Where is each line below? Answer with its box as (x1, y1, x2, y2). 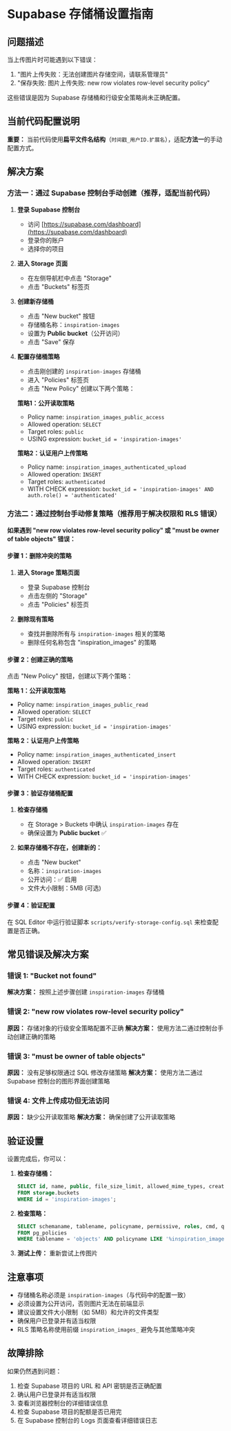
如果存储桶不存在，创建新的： (17, 843, 102, 852)
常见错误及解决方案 (7, 949, 89, 960)
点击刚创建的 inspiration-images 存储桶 (27, 367, 141, 375)
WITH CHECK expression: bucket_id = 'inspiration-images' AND (27, 484, 214, 493)
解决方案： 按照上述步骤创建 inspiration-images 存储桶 (7, 988, 165, 997)
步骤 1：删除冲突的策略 (7, 552, 72, 560)
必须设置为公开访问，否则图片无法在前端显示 (17, 1299, 145, 1308)
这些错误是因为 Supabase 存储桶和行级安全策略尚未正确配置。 (7, 94, 184, 101)
